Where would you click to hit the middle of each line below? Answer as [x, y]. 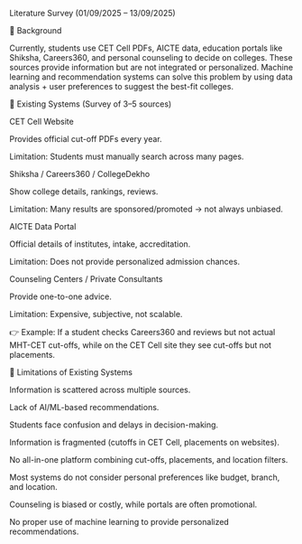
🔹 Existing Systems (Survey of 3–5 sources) [91, 104]
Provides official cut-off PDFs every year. [86, 139]
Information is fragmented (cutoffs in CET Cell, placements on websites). [144, 442]
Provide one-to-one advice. [61, 296]
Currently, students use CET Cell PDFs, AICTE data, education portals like [146, 48]
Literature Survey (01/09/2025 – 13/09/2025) [92, 13]
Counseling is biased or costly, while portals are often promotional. [133, 504]
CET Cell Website [41, 122]
